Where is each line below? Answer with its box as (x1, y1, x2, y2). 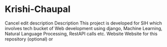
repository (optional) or (5, 36, 53, 42)
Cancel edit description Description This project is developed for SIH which (5, 20, 162, 26)
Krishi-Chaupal (5, 3, 71, 15)
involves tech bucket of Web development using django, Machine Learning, (5, 25, 163, 31)
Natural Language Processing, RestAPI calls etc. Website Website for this (5, 30, 158, 36)
